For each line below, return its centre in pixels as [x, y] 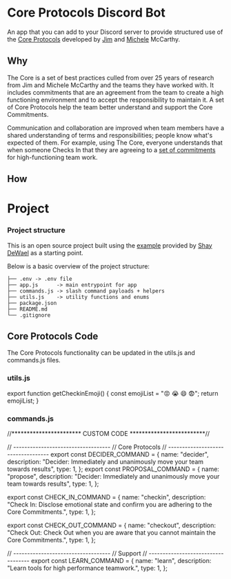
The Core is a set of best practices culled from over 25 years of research [111, 77]
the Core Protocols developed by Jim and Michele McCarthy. [94, 39]
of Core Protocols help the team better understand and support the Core [110, 107]
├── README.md [28, 309]
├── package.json [32, 303]
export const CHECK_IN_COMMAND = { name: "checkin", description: [107, 497]
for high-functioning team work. [52, 157]
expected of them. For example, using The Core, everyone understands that [115, 143]
